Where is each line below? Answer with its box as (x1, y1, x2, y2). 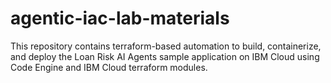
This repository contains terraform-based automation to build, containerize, (10, 40, 322, 52)
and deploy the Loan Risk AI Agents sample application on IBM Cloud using (10, 50, 320, 62)
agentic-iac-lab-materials (10, 7, 230, 30)
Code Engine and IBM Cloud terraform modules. (10, 61, 208, 73)
